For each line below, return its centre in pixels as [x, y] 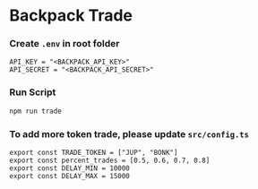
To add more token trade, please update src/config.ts [129, 133]
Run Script [33, 92]
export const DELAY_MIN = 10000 [69, 168]
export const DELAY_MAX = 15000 [69, 176]
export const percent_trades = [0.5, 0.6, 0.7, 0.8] [110, 160]
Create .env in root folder [64, 44]
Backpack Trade [71, 16]
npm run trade [36, 111]
